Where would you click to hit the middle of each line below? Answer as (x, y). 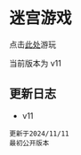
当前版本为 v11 (36, 63)
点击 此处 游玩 (32, 44)
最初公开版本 (29, 143)
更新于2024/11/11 (39, 134)
